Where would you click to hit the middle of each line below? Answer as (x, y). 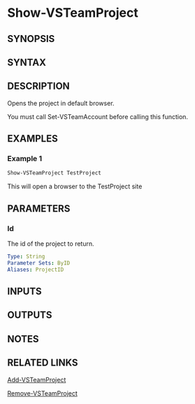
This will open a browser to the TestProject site (75, 186)
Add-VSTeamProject (37, 379)
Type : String (26, 257)
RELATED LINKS (43, 363)
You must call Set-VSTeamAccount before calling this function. (98, 116)
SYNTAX (27, 62)
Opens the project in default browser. (61, 103)
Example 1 (25, 159)
